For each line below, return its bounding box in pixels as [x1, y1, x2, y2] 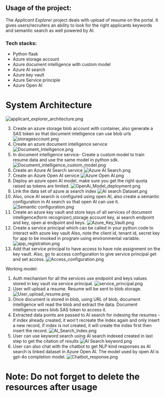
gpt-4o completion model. [12, 354, 66, 360]
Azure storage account [12, 56, 59, 62]
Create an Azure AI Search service [12, 167, 83, 173]
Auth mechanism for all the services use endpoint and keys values [12, 275, 147, 281]
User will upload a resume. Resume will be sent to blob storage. [12, 286, 142, 292]
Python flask [12, 51, 38, 57]
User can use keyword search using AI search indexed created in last [12, 333, 153, 339]
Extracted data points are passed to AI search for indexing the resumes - [12, 312, 160, 318]
